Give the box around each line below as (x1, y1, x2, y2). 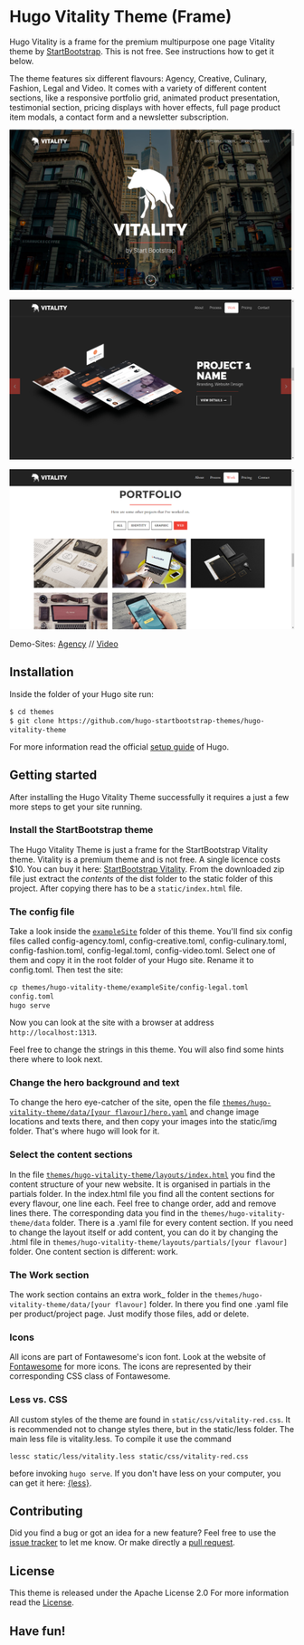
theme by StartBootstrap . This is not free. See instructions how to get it (9, 45, 274, 56)
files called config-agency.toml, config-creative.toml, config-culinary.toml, (9, 935, 287, 947)
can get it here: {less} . (9, 1478, 92, 1488)
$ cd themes (9, 707, 54, 716)
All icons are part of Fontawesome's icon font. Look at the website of (9, 1352, 267, 1363)
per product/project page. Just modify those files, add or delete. (9, 1308, 250, 1319)
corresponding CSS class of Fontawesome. (9, 1371, 171, 1382)
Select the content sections (9, 1148, 133, 1161)
